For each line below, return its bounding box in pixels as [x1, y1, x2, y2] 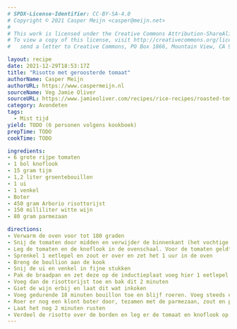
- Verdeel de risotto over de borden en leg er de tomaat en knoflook [7, 311, 219, 318]
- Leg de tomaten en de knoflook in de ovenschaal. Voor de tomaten [7, 245, 213, 253]
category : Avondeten [7, 102, 68, 109]
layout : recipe [7, 56, 52, 64]
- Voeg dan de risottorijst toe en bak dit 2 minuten [7, 278, 169, 286]
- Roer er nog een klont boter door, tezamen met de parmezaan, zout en [7, 298, 226, 305]
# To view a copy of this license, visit [7, 37, 131, 44]
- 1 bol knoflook [7, 160, 59, 168]
